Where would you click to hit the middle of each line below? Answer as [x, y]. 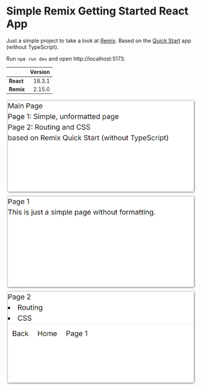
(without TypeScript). [32, 47]
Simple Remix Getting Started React [97, 11]
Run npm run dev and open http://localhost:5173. [66, 58]
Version [40, 72]
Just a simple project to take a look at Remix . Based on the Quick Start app [99, 40]
